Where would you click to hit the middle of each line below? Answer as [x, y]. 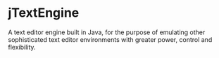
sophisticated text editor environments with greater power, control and [110, 39]
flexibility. [22, 47]
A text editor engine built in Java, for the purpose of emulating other [107, 32]
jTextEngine [44, 13]
